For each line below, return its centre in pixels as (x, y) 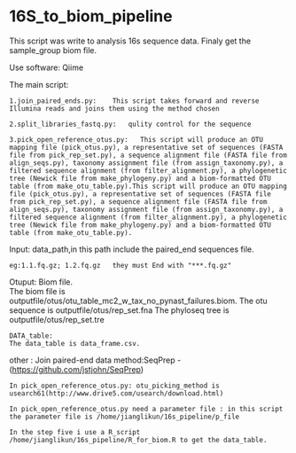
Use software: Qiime (47, 67)
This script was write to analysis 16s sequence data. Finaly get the (130, 41)
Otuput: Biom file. (41, 282)
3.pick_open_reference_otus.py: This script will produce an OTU (136, 139)
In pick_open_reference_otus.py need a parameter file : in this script (146, 409)
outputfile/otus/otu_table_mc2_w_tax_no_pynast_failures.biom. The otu (138, 301)
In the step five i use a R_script (75, 432)
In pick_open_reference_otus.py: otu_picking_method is (114, 386)
